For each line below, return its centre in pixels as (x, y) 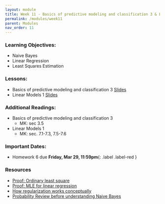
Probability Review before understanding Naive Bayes (67, 196)
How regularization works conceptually (52, 191)
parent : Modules (22, 23)
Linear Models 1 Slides (35, 95)
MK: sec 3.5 (32, 124)
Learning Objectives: (31, 45)
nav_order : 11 (20, 28)
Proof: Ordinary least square (41, 180)
